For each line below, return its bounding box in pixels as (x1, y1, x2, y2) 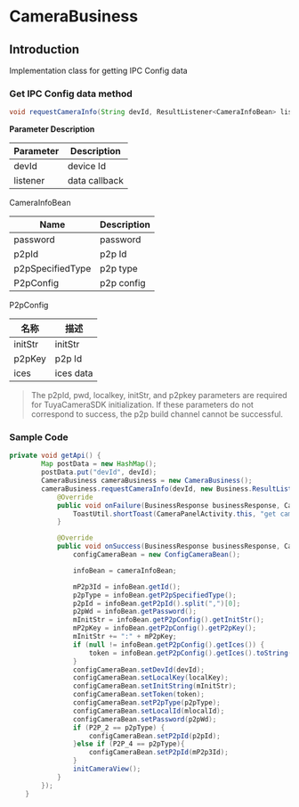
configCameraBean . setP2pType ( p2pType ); (72, 698, 221, 707)
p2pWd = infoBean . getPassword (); (72, 607, 198, 616)
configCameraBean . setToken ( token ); (72, 690, 205, 699)
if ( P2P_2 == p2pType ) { (72, 723, 166, 732)
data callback (67, 175, 125, 187)
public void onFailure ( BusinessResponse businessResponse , (56, 501, 280, 509)
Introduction (9, 42, 80, 57)
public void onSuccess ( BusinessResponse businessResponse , (56, 542, 280, 551)
